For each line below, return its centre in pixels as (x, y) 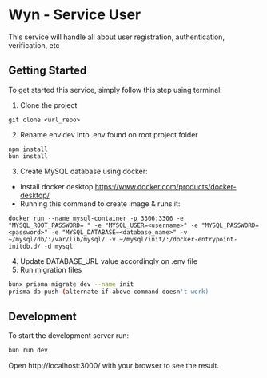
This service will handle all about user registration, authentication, (117, 37)
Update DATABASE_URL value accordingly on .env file (109, 261)
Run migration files (51, 269)
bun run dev (28, 350)
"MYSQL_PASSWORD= (230, 225)
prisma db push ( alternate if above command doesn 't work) (109, 292)
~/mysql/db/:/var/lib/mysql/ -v (62, 239)
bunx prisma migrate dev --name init (71, 284)
